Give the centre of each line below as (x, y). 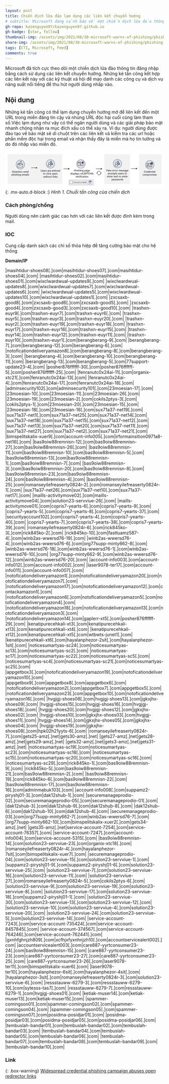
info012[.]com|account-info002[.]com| (45, 565)
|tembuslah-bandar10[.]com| (35, 1047)
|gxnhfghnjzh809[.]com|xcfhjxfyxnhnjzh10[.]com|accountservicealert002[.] (84, 939)
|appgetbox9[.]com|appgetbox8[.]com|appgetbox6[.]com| (66, 682)
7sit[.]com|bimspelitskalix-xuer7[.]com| (46, 854)
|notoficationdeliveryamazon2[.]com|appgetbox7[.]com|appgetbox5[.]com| (83, 688)
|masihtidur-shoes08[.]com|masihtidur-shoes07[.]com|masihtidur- (74, 270)
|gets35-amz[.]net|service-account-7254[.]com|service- (87, 827)
